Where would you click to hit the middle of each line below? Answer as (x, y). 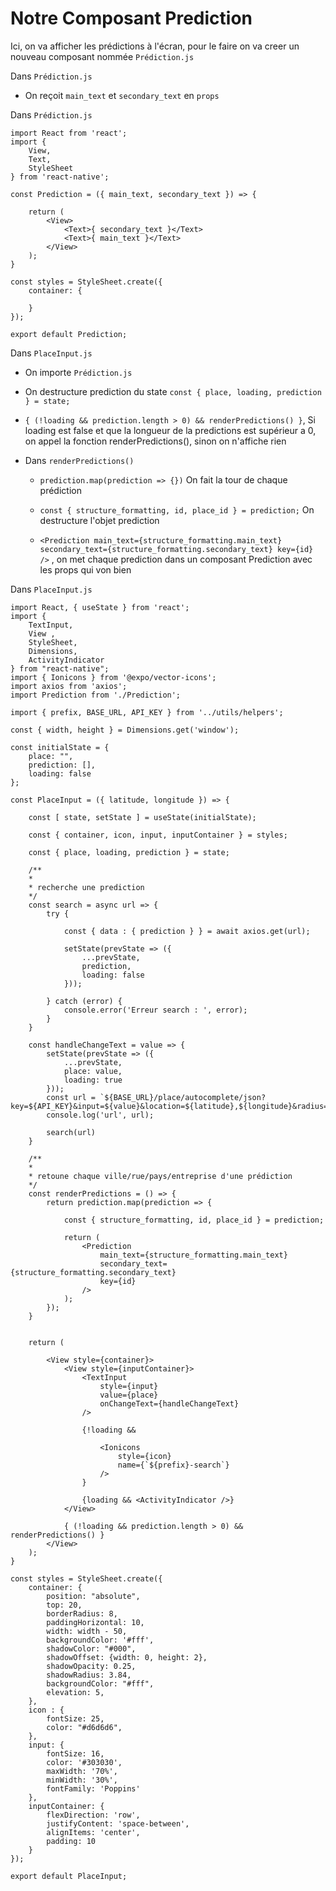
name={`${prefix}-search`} (173, 1465)
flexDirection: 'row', (93, 1815)
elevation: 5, (75, 1692)
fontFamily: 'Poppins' (93, 1788)
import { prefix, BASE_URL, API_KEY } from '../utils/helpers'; (147, 712)
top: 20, (64, 1605)
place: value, (93, 1071)
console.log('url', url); (100, 1115)
